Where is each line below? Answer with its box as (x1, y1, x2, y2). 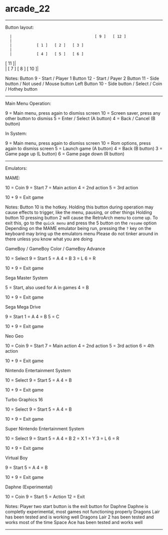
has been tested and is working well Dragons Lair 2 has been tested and (5, 514, 154, 520)
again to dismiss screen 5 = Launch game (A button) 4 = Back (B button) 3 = (5, 145, 162, 151)
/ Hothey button (5, 86, 37, 92)
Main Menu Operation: (5, 100, 51, 106)
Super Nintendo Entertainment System (5, 425, 84, 431)
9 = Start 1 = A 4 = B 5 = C (5, 314, 59, 320)
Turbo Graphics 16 (5, 396, 43, 402)
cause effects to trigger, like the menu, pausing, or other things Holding (5, 209, 152, 215)
